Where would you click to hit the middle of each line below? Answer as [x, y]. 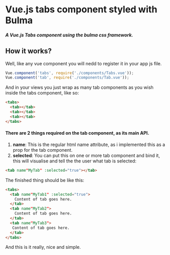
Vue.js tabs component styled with [81, 10]
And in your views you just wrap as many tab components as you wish [79, 87]
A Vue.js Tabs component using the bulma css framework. [69, 35]
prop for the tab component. [42, 150]
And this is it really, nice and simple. [43, 247]
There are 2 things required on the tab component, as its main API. [77, 133]
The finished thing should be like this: [45, 180]
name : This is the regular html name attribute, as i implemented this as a [89, 144]
